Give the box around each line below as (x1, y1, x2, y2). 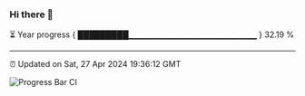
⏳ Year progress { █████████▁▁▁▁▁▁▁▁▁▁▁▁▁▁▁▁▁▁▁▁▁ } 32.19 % (9, 29, 295, 40)
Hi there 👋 (9, 8, 54, 21)
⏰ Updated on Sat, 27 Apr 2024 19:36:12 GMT (9, 59, 182, 70)
